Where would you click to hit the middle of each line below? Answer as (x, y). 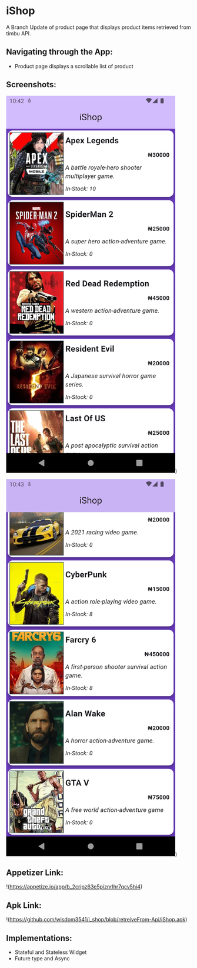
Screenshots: (31, 85)
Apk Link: (24, 905)
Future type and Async (42, 958)
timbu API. (19, 33)
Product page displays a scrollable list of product (74, 66)
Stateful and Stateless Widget (51, 952)
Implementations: (39, 938)
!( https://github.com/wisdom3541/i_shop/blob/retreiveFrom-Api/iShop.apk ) (97, 920)
